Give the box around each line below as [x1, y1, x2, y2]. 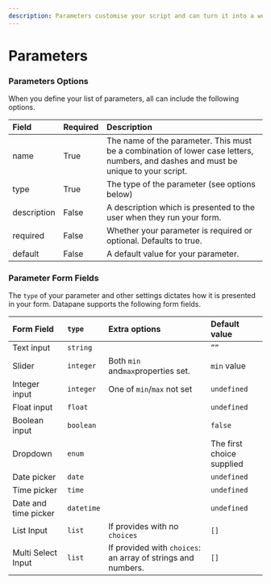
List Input [12, 525, 48, 536]
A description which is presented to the [106, 202, 256, 213]
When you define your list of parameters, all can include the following [8, 94, 240, 103]
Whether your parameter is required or [106, 225, 252, 237]
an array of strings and [108, 552, 195, 564]
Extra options [108, 324, 161, 335]
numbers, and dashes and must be [106, 155, 238, 166]
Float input [12, 401, 53, 413]
